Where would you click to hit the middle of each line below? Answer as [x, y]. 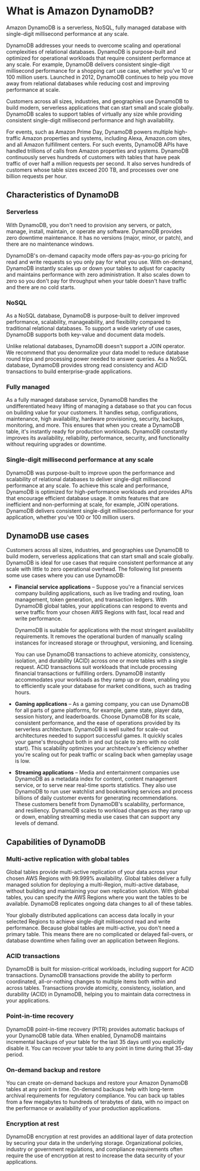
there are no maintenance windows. [50, 244]
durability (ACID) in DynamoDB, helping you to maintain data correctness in [99, 995]
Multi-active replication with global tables [68, 859]
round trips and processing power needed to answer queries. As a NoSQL [97, 358]
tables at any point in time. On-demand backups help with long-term [90, 1089]
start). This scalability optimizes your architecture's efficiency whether [101, 748]
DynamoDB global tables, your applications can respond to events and [101, 606]
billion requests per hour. [37, 176]
